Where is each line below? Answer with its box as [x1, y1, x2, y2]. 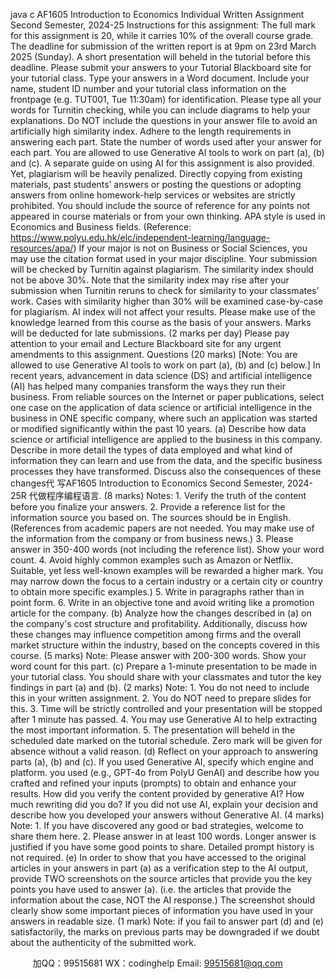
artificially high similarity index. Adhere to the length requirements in [10, 125, 292, 137]
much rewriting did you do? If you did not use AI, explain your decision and [10, 799, 318, 810]
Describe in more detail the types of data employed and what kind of [10, 444, 293, 456]
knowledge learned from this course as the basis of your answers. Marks [10, 317, 312, 328]
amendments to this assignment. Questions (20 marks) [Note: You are [10, 349, 298, 360]
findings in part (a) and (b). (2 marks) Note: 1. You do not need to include [10, 682, 310, 693]
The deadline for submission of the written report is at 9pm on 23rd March [10, 40, 317, 52]
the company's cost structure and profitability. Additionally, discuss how [10, 618, 308, 629]
